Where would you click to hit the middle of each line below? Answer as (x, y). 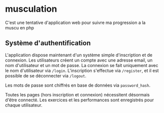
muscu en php (20, 27)
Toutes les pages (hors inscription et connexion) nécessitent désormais (77, 94)
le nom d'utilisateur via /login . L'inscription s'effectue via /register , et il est (82, 70)
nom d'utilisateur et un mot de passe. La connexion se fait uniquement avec (82, 65)
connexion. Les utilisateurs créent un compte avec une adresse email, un (79, 60)
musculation (31, 9)
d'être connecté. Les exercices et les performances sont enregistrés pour (80, 100)
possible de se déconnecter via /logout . (46, 76)
